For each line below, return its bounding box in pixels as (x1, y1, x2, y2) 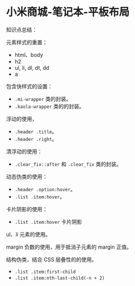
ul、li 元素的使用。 (6, 230, 51, 237)
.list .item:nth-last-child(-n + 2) (14, 275, 105, 281)
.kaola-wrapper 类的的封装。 (14, 102, 84, 110)
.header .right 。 (14, 135, 58, 142)
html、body (14, 51, 43, 58)
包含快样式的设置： (6, 82, 53, 89)
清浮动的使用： (6, 147, 42, 155)
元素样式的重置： (6, 38, 48, 46)
